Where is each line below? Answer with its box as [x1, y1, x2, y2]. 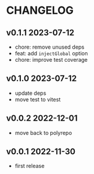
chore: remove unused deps [14, 43, 85, 50]
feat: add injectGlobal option [14, 50, 88, 57]
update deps [14, 89, 47, 97]
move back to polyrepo [14, 129, 72, 136]
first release [14, 163, 45, 170]
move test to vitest [14, 95, 61, 103]
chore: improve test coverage [14, 56, 88, 63]
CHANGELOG [6, 4, 74, 17]
